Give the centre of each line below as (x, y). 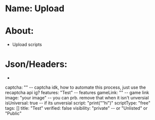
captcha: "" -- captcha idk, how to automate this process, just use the (76, 87)
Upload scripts (27, 45)
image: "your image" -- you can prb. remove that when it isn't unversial (77, 98)
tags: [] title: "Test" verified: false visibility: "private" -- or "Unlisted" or (77, 108)
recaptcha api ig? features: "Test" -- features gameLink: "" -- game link (77, 93)
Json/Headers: (36, 64)
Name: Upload (35, 9)
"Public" (13, 114)
